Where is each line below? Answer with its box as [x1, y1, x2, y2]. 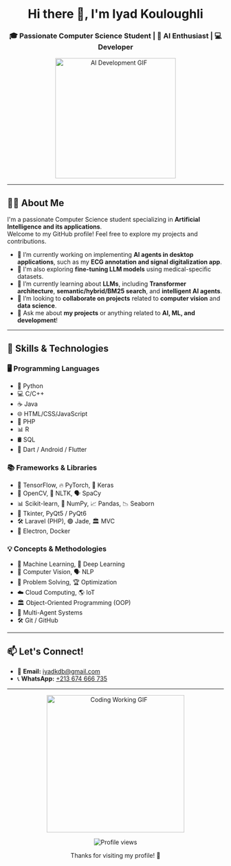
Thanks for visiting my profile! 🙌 [70, 852, 161, 860]
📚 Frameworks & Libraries [7, 463, 98, 472]
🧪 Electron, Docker [16, 527, 71, 535]
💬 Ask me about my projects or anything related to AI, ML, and [16, 309, 195, 317]
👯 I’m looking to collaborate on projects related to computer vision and [16, 295, 221, 303]
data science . [16, 301, 57, 310]
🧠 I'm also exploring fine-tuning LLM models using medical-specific [16, 265, 212, 273]
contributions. [7, 237, 47, 246]
